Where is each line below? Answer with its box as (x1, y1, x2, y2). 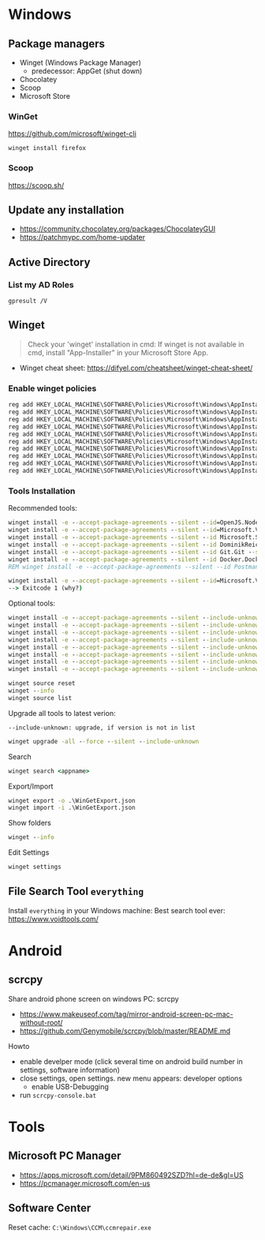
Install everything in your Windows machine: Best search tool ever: (8, 905, 226, 915)
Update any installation (8, 203, 125, 216)
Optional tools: (8, 598, 56, 609)
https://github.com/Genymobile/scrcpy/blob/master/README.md (19, 1026, 231, 1036)
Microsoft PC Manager (8, 1149, 121, 1163)
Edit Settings (8, 848, 50, 857)
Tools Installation (8, 485, 76, 496)
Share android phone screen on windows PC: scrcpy (8, 994, 179, 1003)
